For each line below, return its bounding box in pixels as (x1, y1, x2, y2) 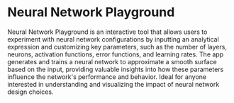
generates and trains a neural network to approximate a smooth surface (7, 57, 218, 66)
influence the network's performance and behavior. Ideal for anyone (7, 72, 207, 81)
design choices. (7, 87, 54, 96)
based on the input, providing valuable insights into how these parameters (7, 65, 224, 73)
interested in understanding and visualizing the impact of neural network (7, 80, 220, 88)
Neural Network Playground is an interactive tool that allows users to (7, 28, 208, 36)
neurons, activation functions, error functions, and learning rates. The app (7, 50, 224, 59)
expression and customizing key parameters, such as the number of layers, (7, 42, 227, 51)
